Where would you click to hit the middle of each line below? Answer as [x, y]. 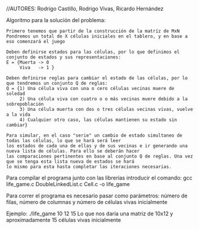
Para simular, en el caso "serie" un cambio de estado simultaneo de [94, 135]
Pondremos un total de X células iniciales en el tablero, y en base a [97, 36]
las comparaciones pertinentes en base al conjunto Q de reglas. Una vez [100, 156]
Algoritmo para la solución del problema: [56, 20]
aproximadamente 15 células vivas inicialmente [63, 220]
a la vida [18, 114]
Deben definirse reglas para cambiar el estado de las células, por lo [97, 78]
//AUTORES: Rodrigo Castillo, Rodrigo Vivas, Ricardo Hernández [85, 9]
